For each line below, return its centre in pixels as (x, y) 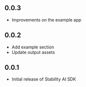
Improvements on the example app (46, 20)
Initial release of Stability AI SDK (44, 79)
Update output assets (33, 52)
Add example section (33, 47)
